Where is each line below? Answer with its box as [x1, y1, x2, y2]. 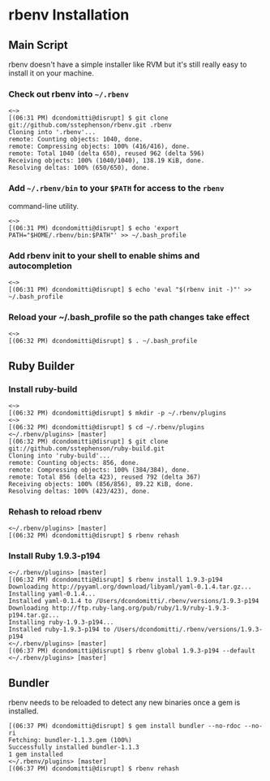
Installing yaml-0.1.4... [8, 590, 96, 598]
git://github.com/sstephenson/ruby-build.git [8, 445, 165, 453]
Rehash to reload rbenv [8, 505, 102, 517]
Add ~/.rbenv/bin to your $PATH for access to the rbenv [8, 183, 225, 194]
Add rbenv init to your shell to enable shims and [8, 249, 200, 261]
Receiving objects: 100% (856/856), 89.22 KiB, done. [8, 479, 195, 488]
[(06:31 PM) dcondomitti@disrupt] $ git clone [8, 114, 169, 123]
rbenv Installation [8, 6, 130, 24]
